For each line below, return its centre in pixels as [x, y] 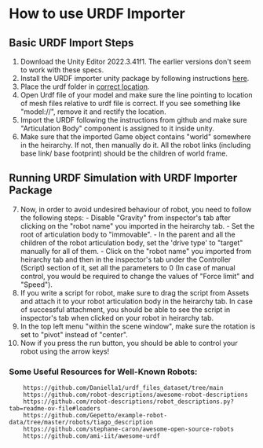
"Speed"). [37, 285]
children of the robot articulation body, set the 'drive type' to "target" [131, 242]
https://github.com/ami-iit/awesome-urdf [91, 436]
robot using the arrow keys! [64, 351]
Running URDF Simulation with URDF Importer [123, 178]
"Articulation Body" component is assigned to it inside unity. [117, 128]
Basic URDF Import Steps [71, 43]
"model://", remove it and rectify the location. [93, 112]
